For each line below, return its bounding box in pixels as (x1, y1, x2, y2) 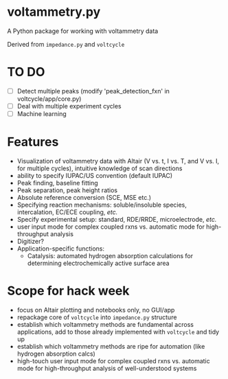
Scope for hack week (7, 283, 130, 299)
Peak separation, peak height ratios (16, 186, 118, 194)
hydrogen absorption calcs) (16, 349, 96, 358)
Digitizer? (16, 238, 45, 245)
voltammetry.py (7, 4, 101, 20)
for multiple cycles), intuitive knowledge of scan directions (16, 164, 183, 172)
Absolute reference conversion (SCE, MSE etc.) (16, 194, 152, 201)
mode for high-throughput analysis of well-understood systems (16, 364, 197, 372)
